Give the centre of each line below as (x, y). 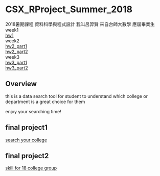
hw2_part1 (16, 46)
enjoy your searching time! (33, 111)
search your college (26, 140)
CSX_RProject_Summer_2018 (69, 9)
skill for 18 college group (31, 168)
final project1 (26, 128)
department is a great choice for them (45, 102)
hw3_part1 (16, 62)
